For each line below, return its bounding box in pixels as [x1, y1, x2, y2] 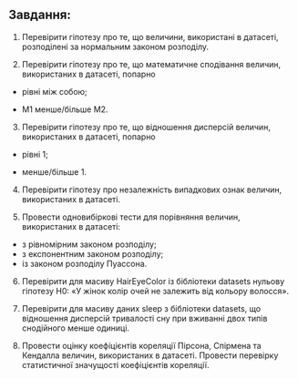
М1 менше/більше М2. [21, 104, 108, 115]
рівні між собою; [21, 86, 87, 97]
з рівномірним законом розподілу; [21, 239, 157, 250]
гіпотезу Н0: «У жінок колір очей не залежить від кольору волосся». [21, 285, 290, 296]
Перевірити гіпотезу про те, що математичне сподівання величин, [21, 58, 282, 69]
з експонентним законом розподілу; [21, 248, 164, 259]
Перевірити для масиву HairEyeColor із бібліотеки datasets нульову [21, 275, 285, 286]
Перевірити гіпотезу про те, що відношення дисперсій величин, [21, 121, 271, 132]
